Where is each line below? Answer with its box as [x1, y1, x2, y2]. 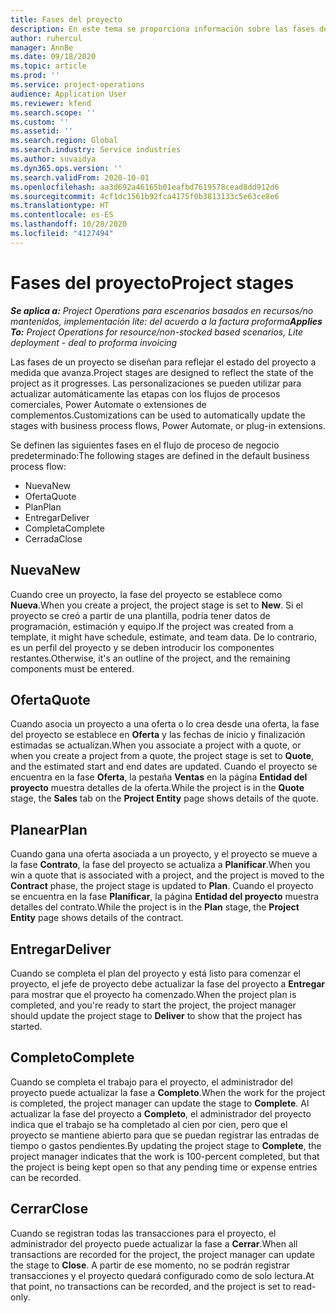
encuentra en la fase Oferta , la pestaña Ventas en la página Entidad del [10, 771, 308, 783]
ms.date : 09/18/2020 [10, 52, 97, 62]
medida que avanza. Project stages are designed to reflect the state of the [10, 366, 314, 378]
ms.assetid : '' [10, 126, 74, 136]
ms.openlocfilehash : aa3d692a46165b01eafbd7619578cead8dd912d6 [10, 182, 280, 192]
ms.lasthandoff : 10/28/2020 [10, 219, 128, 230]
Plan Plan [24, 501, 62, 513]
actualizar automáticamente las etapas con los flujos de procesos [10, 387, 281, 400]
